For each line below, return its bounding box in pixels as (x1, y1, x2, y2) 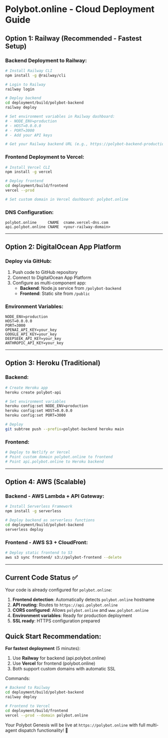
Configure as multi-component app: (12, 279, 86, 286)
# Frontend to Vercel (5, 703, 50, 709)
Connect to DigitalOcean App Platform (12, 274, 91, 280)
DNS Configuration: (5, 209, 54, 216)
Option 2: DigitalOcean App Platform (5, 243, 121, 251)
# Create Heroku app (5, 385, 48, 390)
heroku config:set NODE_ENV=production (5, 404, 88, 409)
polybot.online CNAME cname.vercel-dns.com (5, 220, 108, 225)
